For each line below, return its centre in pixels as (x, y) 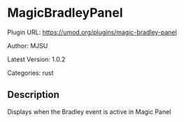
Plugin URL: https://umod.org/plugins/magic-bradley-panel (92, 32)
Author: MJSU (28, 45)
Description (33, 95)
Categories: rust (30, 73)
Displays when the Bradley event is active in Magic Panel (89, 111)
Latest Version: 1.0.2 (36, 59)
